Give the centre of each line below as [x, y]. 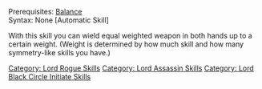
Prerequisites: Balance [45, 12]
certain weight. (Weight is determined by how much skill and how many [126, 44]
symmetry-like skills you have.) [59, 53]
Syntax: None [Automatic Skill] [59, 20]
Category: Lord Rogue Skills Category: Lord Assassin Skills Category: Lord [131, 68]
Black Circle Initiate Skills [50, 77]
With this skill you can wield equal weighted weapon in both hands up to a [130, 36]
